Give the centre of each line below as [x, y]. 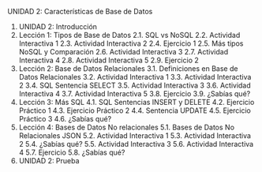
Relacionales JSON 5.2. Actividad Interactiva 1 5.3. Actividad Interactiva [135, 136]
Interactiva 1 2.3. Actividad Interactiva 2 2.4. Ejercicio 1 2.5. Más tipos [131, 43]
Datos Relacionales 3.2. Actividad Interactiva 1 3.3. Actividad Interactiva [135, 77]
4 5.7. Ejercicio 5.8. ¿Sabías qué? [72, 152]
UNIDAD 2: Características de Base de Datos [80, 11]
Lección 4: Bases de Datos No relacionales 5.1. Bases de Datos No [126, 127]
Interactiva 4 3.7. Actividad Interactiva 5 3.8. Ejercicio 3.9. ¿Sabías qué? [135, 93]
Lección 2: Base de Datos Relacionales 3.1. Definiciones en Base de [128, 69]
